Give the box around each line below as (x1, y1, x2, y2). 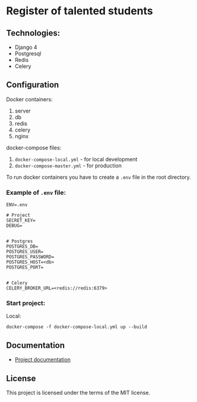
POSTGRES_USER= (6, 249, 44, 255)
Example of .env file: (6, 188, 66, 197)
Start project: (6, 299, 46, 307)
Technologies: (6, 28, 61, 38)
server (14, 107, 31, 114)
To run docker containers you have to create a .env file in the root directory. (6, 173, 191, 180)
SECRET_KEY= (6, 217, 36, 224)
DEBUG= (6, 223, 23, 229)
